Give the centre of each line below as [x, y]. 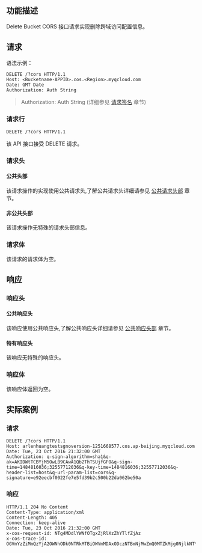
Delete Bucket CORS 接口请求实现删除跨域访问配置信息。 [77, 26]
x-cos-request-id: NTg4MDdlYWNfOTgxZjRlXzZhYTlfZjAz [74, 533]
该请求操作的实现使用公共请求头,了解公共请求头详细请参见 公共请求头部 [95, 191]
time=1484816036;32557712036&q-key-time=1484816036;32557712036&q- [93, 468]
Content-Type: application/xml [45, 512]
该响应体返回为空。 [30, 389]
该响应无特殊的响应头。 [35, 358]
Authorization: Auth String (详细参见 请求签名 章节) [83, 102]
